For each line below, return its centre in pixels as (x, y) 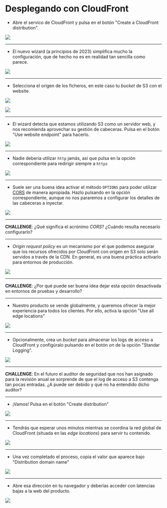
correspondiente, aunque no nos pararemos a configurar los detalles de (86, 198)
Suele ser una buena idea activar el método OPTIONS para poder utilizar (84, 187)
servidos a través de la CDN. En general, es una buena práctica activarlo (87, 256)
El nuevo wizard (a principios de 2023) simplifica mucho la (72, 51)
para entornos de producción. (43, 262)
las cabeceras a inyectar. (38, 203)
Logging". (22, 350)
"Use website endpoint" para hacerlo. (51, 134)
